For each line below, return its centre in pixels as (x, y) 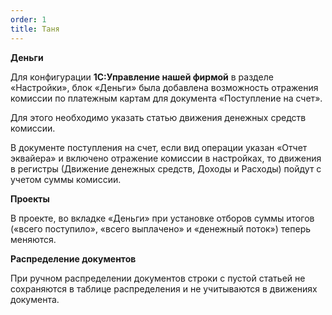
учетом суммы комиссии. (66, 179)
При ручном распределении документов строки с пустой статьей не (158, 278)
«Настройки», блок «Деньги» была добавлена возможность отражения (164, 87)
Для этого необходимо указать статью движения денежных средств (158, 117)
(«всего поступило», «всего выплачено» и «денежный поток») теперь (161, 228)
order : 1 (28, 19)
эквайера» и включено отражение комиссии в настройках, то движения (166, 158)
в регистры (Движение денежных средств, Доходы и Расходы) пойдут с (166, 168)
